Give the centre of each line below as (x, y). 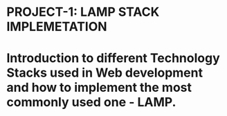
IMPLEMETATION (57, 27)
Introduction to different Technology (113, 58)
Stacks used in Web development (105, 73)
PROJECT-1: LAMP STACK (83, 12)
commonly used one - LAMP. (91, 103)
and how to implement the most (99, 88)
